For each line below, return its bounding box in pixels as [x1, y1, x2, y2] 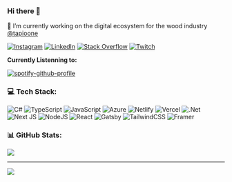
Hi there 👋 [7, 6, 41, 16]
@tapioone [7, 29, 39, 37]
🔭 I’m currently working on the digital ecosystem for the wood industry [7, 22, 208, 30]
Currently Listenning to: [7, 56, 77, 64]
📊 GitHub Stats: [7, 130, 62, 140]
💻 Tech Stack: [7, 87, 57, 97]
